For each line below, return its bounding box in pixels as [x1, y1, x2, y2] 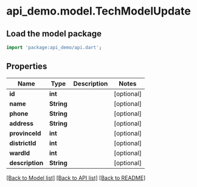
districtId [9, 138, 36, 147]
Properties [6, 61, 47, 72]
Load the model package [6, 29, 102, 39]
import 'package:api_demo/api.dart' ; [6, 44, 102, 50]
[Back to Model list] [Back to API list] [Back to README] [6, 174, 146, 182]
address [9, 119, 34, 127]
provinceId [9, 129, 41, 137]
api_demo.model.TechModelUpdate [6, 4, 192, 18]
